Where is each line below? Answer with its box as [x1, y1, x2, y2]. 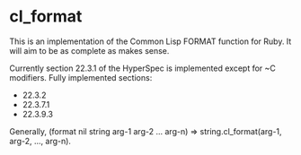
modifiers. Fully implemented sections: [9, 72, 153, 82]
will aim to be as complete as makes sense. [9, 45, 170, 56]
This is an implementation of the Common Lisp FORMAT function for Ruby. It [9, 36, 292, 47]
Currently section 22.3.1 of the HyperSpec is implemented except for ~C [9, 63, 277, 73]
